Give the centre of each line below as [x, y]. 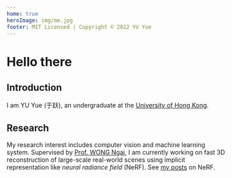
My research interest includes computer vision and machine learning [106, 145]
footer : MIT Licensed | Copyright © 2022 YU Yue [79, 27]
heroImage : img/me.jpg [40, 20]
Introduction [34, 88]
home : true [22, 14]
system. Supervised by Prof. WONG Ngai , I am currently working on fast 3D [116, 153]
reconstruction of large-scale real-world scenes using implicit [96, 160]
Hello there [39, 62]
